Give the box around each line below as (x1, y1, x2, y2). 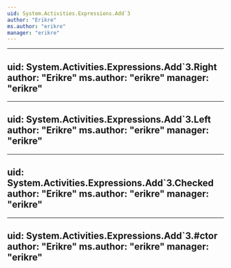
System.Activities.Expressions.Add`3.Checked (7, 177, 214, 189)
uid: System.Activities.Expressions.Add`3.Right (7, 61, 217, 73)
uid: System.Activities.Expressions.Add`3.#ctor (7, 230, 218, 242)
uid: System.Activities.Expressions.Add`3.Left (7, 114, 211, 126)
